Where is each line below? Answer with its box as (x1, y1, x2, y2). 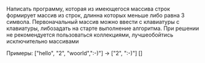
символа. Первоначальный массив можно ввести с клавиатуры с (6, 18, 180, 25)
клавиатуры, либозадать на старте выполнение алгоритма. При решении (6, 24, 199, 32)
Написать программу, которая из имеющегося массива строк (6, 6, 171, 12)
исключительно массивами (6, 38, 79, 45)
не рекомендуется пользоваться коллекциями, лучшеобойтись (6, 31, 174, 39)
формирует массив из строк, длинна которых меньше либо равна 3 (6, 12, 185, 19)
